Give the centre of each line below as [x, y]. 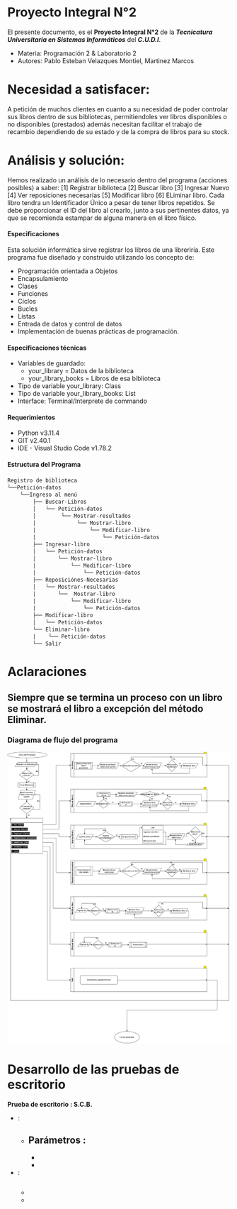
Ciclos [27, 302]
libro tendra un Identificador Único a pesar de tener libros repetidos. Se [111, 202]
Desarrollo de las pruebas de [93, 1070]
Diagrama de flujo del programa [63, 740]
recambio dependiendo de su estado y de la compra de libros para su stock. [118, 131]
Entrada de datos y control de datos [70, 324]
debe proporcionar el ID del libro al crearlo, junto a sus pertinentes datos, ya [118, 210]
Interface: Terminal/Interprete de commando [82, 401]
